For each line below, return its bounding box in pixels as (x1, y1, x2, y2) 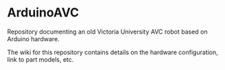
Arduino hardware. (7, 34, 60, 43)
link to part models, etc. (7, 55, 74, 63)
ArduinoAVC (7, 5, 80, 21)
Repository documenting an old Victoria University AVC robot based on (7, 27, 208, 36)
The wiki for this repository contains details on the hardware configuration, (7, 48, 218, 56)
